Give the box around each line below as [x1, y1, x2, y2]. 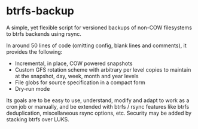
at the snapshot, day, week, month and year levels [14, 72, 139, 79]
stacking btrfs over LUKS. [6, 115, 70, 123]
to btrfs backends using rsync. [6, 30, 82, 37]
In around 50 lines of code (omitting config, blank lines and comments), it [6, 42, 187, 49]
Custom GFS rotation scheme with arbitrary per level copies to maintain [14, 66, 191, 73]
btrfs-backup [6, 4, 75, 18]
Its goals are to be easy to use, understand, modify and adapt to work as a [6, 97, 190, 104]
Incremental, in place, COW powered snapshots [14, 60, 133, 67]
